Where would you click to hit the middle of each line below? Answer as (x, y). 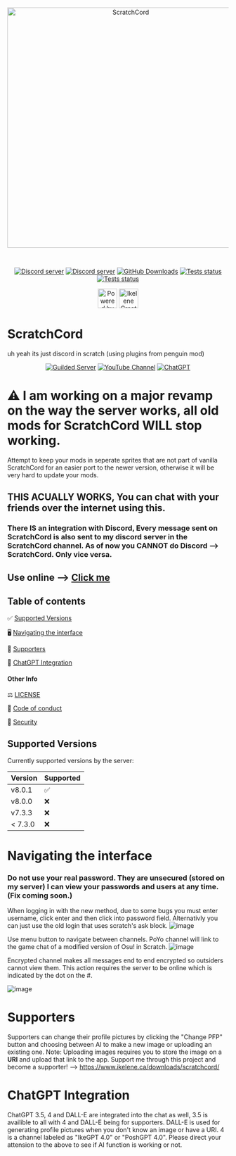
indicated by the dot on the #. (50, 975)
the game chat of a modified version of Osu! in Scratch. (87, 946)
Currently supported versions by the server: (71, 761)
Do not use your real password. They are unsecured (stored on (116, 878)
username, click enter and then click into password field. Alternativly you (113, 918)
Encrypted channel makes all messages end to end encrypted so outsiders (115, 960)
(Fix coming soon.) (40, 896)
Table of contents (46, 601)
